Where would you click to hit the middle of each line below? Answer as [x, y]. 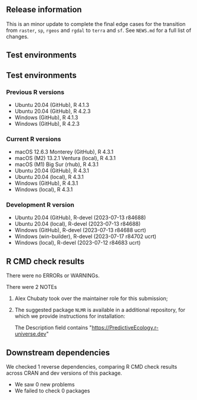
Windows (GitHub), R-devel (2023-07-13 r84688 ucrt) [80, 230]
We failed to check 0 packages [52, 391]
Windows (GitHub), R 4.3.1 [46, 183]
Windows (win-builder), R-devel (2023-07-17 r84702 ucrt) [86, 236]
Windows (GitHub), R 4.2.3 [47, 123]
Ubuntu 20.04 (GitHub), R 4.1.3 [52, 105]
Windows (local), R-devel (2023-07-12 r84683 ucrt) [78, 243]
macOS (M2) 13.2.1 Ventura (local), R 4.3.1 [65, 158]
